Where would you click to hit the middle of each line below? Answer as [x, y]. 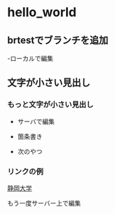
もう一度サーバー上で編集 [44, 203]
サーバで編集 [36, 121]
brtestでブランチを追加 [58, 40]
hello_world [42, 12]
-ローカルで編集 [31, 58]
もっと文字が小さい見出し [50, 105]
